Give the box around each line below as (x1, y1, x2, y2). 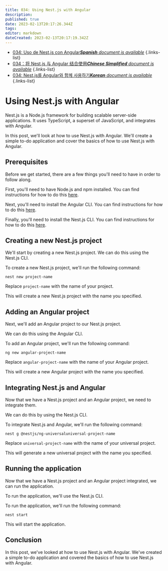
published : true (5, 17, 39, 22)
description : (5, 12, 33, 17)
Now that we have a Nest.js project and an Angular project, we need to (5, 397, 151, 403)
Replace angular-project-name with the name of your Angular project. (5, 359, 149, 365)
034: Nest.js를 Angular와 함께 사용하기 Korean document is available (12, 72, 152, 78)
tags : (5, 26, 17, 31)
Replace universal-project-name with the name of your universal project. (5, 440, 156, 446)
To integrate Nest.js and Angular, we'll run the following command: (5, 422, 143, 428)
